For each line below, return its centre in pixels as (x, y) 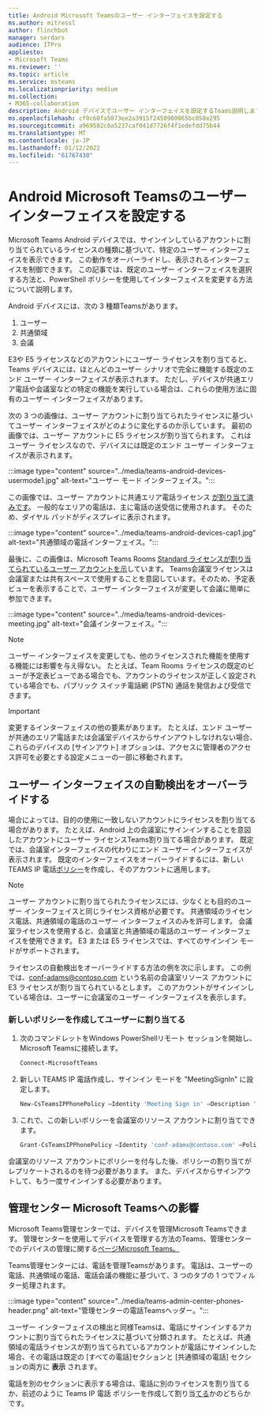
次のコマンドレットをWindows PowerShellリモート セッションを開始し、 (138, 1038)
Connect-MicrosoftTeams (59, 1063)
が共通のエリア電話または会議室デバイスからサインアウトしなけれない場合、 (132, 738)
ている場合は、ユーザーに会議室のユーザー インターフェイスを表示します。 (129, 997)
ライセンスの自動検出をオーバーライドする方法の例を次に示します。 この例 (130, 968)
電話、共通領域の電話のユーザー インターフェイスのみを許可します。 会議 (133, 921)
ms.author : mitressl (42, 23)
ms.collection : (33, 96)
